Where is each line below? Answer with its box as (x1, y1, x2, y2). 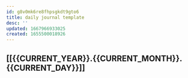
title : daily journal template (6, 14, 85, 20)
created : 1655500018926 (6, 31, 66, 37)
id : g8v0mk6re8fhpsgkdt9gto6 (6, 8, 79, 15)
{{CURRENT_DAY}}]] (6, 62, 85, 73)
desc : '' (6, 20, 28, 26)
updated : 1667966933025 (6, 25, 66, 32)
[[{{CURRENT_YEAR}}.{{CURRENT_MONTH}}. (6, 53, 183, 64)
